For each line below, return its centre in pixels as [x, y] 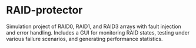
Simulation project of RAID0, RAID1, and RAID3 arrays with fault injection [94, 26]
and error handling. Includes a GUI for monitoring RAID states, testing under [98, 32]
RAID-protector [44, 10]
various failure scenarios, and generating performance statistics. [84, 39]
